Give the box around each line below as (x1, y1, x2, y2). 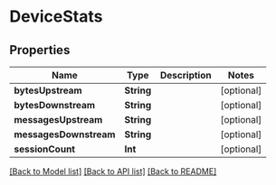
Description (159, 69, 212, 81)
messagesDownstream (14, 128, 116, 141)
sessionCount (14, 143, 75, 155)
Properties (9, 42, 71, 58)
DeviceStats (9, 6, 103, 27)
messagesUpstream (14, 114, 103, 125)
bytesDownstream (14, 99, 96, 111)
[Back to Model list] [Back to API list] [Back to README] (9, 166, 217, 177)
